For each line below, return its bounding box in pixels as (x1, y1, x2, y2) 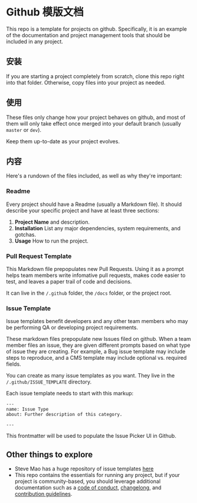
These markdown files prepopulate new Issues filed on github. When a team (6, 336, 192, 343)
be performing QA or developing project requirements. (6, 324, 139, 331)
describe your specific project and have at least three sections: (6, 207, 160, 214)
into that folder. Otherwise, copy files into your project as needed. (6, 79, 166, 86)
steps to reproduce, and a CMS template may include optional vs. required (6, 354, 187, 362)
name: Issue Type (6, 407, 49, 412)
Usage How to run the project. (14, 237, 88, 244)
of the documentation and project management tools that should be (6, 31, 170, 38)
